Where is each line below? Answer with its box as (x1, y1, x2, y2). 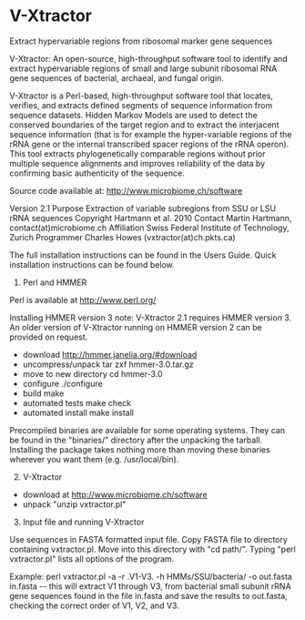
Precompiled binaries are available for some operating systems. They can (9, 424, 285, 435)
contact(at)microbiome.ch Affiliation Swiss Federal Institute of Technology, (9, 222, 290, 233)
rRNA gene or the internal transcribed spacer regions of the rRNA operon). (9, 138, 290, 149)
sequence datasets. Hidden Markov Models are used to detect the (9, 109, 258, 120)
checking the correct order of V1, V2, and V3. (9, 600, 179, 611)
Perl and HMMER (22, 277, 87, 288)
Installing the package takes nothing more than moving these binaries (9, 443, 270, 455)
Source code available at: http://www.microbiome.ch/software (9, 185, 243, 196)
